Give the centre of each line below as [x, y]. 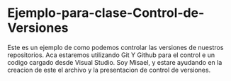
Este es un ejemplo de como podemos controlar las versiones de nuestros [115, 47]
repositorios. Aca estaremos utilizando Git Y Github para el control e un [111, 55]
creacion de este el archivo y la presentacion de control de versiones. [109, 70]
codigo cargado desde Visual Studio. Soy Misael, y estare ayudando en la [115, 62]
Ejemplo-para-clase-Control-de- [106, 13]
